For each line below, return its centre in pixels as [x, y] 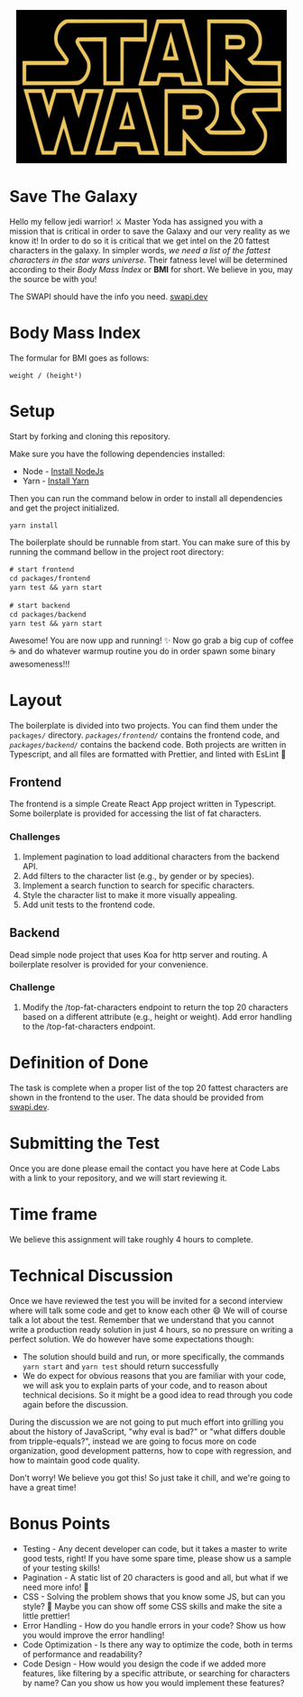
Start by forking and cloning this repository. [90, 436]
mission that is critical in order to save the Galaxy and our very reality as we [150, 231]
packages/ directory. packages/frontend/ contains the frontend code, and [145, 735]
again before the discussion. [75, 1404]
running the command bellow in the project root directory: [117, 552]
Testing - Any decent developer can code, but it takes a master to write [155, 1548]
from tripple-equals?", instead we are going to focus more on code [133, 1441]
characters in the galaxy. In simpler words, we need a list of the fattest [140, 250]
